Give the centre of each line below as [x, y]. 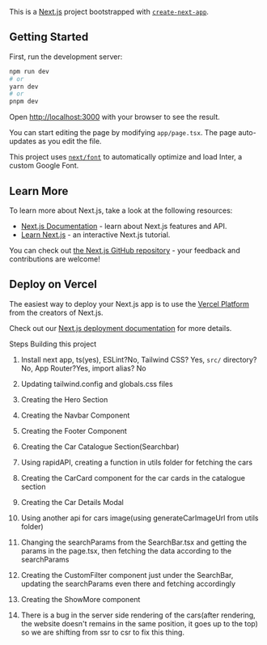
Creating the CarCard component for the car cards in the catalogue [133, 477]
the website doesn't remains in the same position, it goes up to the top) [139, 623]
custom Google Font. [44, 166]
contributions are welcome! [55, 259]
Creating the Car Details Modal [72, 502]
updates [23, 142]
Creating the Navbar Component [75, 415]
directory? [240, 359]
